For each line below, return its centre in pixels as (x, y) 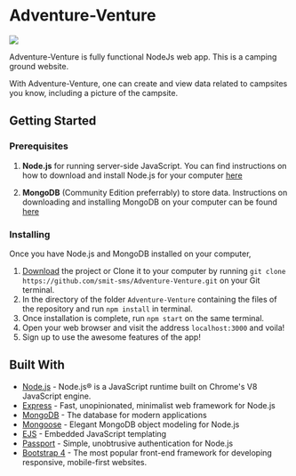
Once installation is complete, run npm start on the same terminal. (143, 318)
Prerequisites (39, 146)
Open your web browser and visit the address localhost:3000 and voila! (153, 327)
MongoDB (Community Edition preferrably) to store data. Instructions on (155, 192)
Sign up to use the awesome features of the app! (112, 337)
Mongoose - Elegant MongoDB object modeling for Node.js (131, 424)
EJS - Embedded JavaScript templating (94, 433)
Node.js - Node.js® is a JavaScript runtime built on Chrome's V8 (140, 386)
